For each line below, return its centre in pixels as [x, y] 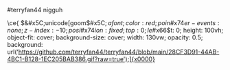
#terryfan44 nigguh [35, 10]
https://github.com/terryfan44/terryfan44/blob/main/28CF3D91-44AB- [119, 52]
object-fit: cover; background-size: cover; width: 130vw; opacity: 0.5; [105, 37]
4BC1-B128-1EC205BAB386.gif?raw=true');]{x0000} [81, 59]
